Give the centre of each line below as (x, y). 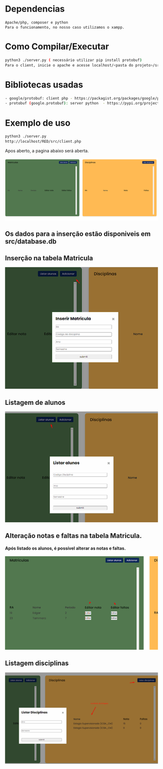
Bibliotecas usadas (44, 85)
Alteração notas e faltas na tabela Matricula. (73, 536)
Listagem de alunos (35, 402)
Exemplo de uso (38, 123)
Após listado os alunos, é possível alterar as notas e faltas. (65, 548)
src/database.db (31, 242)
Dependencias (35, 9)
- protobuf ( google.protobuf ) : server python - (55, 103)
